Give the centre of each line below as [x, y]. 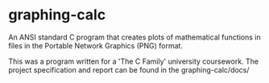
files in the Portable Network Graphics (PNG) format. [96, 45]
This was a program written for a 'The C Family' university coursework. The [134, 61]
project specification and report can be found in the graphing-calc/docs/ [129, 69]
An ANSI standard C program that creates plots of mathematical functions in [134, 37]
